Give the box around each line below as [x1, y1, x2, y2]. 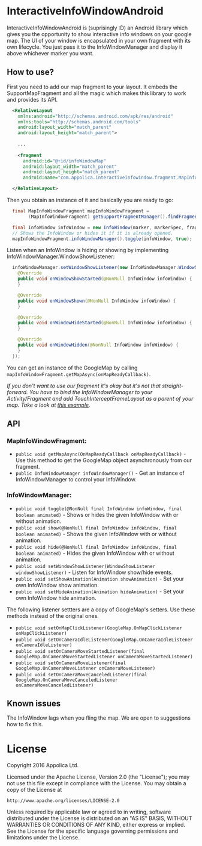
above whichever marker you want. [7, 49, 94, 57]
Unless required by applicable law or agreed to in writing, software [7, 808, 171, 816]
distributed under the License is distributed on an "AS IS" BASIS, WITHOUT [7, 815, 192, 822]
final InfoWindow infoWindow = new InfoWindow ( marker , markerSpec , [12, 224, 185, 230]
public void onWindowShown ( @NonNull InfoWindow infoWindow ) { [17, 298, 176, 304]
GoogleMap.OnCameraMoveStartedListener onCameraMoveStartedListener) [15, 653, 194, 659]
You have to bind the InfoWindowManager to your [29, 388, 153, 395]
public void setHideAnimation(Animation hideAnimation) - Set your [15, 588, 185, 595]
